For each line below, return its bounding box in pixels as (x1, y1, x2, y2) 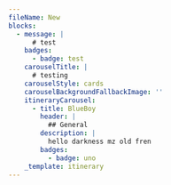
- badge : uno (47, 153, 97, 163)
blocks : (8, 21, 37, 30)
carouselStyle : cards (24, 79, 104, 88)
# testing (31, 71, 68, 80)
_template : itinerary (24, 162, 104, 171)
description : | (40, 129, 97, 138)
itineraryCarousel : (24, 95, 97, 105)
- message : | (16, 29, 65, 38)
